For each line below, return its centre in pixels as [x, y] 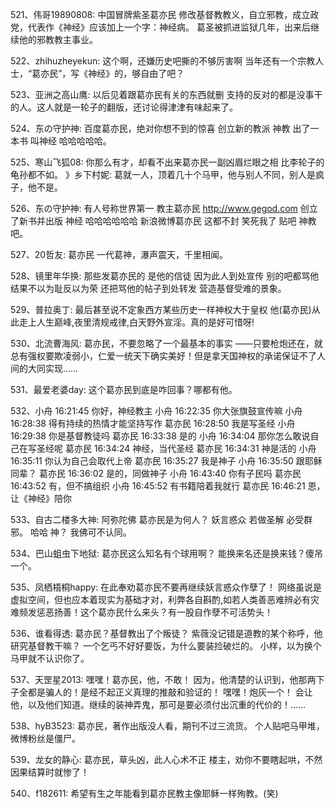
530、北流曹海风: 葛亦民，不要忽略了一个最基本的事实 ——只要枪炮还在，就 [166, 343]
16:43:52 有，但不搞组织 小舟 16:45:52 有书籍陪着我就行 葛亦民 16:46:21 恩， [168, 486]
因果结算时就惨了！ [50, 772]
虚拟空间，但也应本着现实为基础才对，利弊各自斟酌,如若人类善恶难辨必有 [161, 599]
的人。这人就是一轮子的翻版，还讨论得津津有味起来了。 [124, 107]
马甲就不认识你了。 [50, 658]
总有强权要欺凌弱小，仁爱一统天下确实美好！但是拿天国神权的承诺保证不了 [163, 356]
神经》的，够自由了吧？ [136, 73]
